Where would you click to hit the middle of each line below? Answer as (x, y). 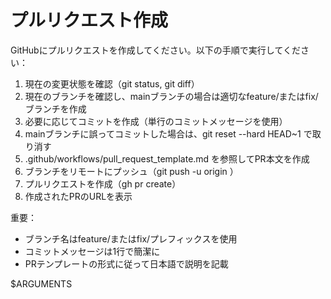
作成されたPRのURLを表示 (78, 196)
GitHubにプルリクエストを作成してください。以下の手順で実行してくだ (155, 50)
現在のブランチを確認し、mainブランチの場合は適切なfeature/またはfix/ (171, 96)
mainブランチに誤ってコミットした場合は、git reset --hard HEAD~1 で (168, 133)
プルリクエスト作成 (89, 20)
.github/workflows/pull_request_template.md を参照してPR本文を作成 (167, 158)
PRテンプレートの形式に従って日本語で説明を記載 (126, 263)
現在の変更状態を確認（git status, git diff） (112, 83)
